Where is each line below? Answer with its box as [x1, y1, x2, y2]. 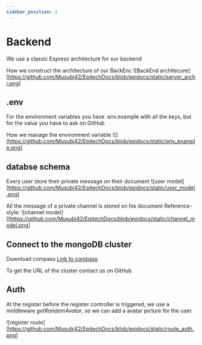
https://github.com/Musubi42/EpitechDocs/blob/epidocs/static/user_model [8, 184, 195, 191]
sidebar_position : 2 [6, 8, 58, 15]
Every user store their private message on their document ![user [6, 178, 166, 185]
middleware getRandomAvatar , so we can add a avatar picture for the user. [6, 307, 193, 314]
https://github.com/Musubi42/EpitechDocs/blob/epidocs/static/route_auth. [8, 325, 194, 332]
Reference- [163, 202, 192, 209]
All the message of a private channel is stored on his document [6, 202, 163, 209]
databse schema [6, 162, 71, 172]
